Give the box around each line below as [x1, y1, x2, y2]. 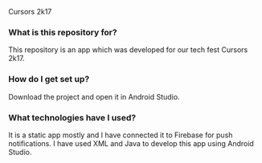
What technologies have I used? [8, 112, 137, 123]
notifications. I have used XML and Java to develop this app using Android [8, 138, 255, 148]
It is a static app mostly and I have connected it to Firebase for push [8, 130, 233, 140]
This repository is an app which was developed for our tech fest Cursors [8, 45, 248, 55]
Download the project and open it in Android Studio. [8, 92, 180, 101]
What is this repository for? [8, 26, 118, 38]
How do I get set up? [8, 74, 90, 85]
